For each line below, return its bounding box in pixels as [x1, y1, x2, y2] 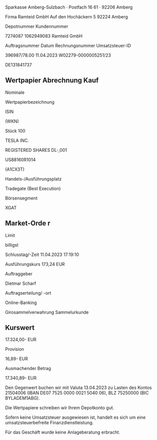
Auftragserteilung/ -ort [5, 290, 52, 296]
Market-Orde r [5, 219, 51, 228]
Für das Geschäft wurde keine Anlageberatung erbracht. [5, 429, 120, 436]
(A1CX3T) [5, 166, 25, 172]
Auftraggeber [5, 270, 33, 277]
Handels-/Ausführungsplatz [5, 176, 62, 182]
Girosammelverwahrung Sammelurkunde [5, 309, 89, 315]
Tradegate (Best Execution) [5, 186, 61, 191]
